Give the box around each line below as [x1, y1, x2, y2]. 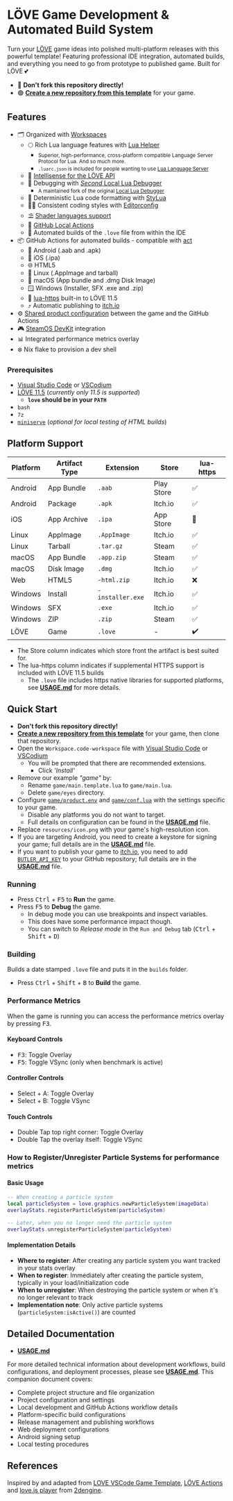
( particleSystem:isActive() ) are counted [17, 1308, 137, 1316]
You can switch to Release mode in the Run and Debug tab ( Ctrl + [27, 924, 216, 933]
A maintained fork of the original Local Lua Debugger [37, 188, 164, 194]
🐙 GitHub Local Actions [27, 221, 94, 229]
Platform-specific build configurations [17, 1410, 126, 1418]
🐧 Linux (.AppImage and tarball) [27, 268, 119, 277]
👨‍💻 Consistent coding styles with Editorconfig [27, 201, 159, 209]
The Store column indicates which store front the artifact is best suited [17, 646, 219, 654]
